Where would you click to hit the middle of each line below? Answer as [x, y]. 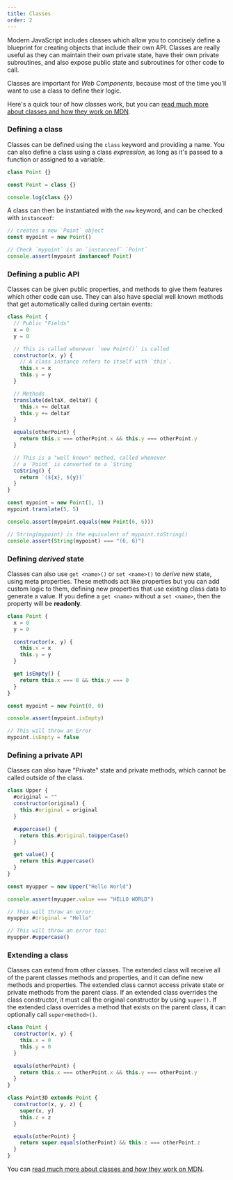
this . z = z [35, 1117]
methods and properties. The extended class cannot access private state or [116, 985]
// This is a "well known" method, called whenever [90, 458]
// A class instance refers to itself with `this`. [96, 362]
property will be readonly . [45, 603]
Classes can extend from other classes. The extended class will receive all [114, 970]
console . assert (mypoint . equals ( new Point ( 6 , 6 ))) [81, 522]
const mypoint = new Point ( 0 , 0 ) [56, 706]
